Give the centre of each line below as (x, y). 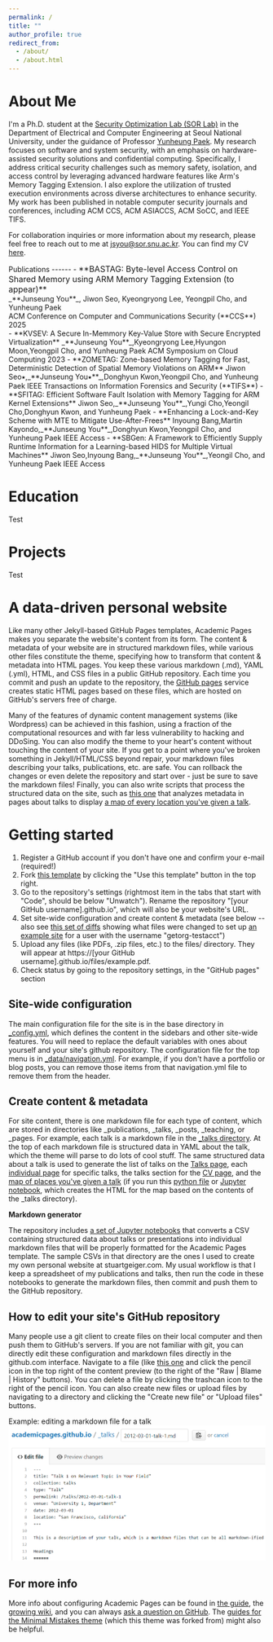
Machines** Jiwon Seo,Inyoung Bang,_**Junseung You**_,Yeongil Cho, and (137, 455)
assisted (22, 158)
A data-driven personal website (118, 608)
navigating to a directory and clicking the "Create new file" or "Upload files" (136, 1397)
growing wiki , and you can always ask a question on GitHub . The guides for (135, 1612)
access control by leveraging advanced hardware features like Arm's (124, 176)
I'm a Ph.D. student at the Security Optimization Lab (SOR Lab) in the (123, 124)
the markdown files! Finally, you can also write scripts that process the (127, 784)
